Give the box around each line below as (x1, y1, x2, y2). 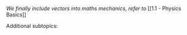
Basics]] (6, 11, 27, 18)
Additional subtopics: (6, 23, 58, 29)
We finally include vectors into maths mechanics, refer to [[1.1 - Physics (6, 5, 182, 12)
